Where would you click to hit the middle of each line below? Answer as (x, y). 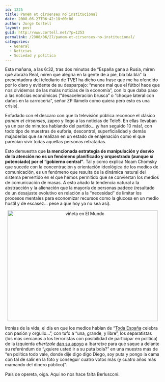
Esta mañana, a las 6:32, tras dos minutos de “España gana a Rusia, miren (80, 69)
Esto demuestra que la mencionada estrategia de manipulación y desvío (80, 151)
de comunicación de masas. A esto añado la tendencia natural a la (72, 183)
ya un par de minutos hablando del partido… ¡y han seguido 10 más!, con (79, 126)
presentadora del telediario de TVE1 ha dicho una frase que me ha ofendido (82, 80)
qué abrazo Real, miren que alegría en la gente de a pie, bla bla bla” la (76, 75)
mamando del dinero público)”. (36, 365)
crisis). (12, 106)
